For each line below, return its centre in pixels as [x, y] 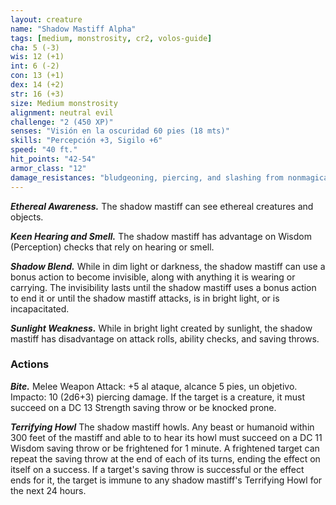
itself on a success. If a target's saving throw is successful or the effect [157, 469]
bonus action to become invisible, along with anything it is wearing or [153, 277]
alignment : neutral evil [62, 112]
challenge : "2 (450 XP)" [62, 122]
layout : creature [46, 19]
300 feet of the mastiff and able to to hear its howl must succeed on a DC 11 [166, 437]
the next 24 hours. [48, 490]
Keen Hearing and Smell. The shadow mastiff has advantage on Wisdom [161, 236]
